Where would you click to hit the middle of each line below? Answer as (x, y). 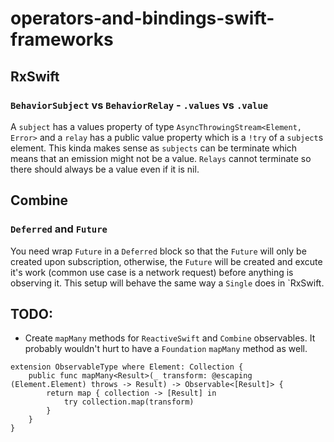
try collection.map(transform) (129, 402)
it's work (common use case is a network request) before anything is (152, 272)
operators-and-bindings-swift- (142, 18)
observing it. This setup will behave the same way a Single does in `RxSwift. (167, 283)
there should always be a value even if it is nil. (105, 169)
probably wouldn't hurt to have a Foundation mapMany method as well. (166, 349)
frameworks (62, 39)
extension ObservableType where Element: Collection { (127, 367)
